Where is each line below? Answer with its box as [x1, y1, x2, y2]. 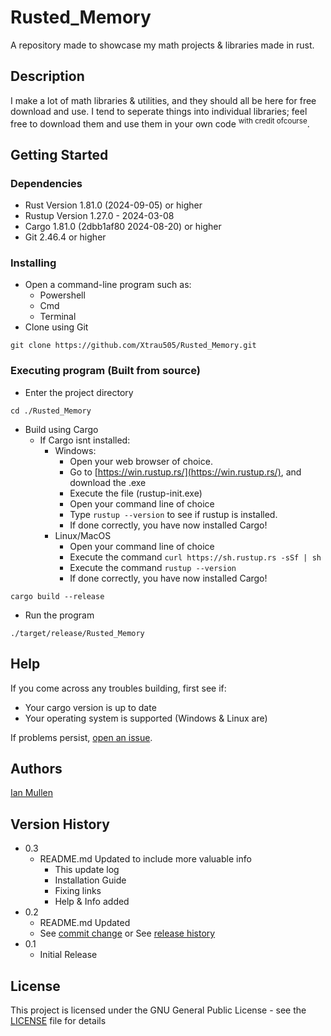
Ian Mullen [10, 787, 53, 799]
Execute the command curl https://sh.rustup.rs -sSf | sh [69, 551, 322, 563]
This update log [54, 864, 120, 876]
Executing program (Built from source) [10, 364, 201, 378]
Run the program [24, 609, 95, 621]
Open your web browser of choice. [69, 455, 213, 467]
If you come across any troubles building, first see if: [10, 682, 227, 694]
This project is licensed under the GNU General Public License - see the [10, 1004, 307, 1016]
